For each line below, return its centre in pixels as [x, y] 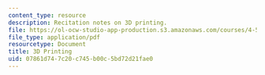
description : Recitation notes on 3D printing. [88, 23]
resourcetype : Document [47, 45]
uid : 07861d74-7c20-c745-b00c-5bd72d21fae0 [81, 59]
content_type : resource [47, 15]
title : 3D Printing [40, 52]
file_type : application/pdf [54, 37]
